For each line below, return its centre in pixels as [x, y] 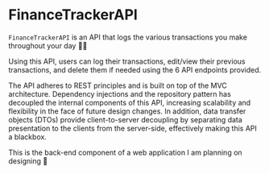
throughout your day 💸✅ [48, 45]
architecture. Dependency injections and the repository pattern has [120, 93]
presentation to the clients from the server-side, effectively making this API [133, 128]
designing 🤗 [28, 161]
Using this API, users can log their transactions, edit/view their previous [127, 61]
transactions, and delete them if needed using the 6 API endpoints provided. [135, 69]
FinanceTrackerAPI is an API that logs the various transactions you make [128, 37]
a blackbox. [27, 137]
